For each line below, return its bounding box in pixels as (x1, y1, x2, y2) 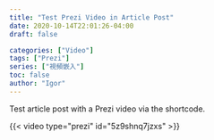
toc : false (9, 70, 50, 80)
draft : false (9, 29, 58, 38)
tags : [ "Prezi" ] (9, 54, 70, 63)
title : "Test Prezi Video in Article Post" (9, 12, 175, 22)
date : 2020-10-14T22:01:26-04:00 (9, 21, 134, 30)
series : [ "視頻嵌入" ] (9, 62, 85, 71)
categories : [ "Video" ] (9, 45, 94, 54)
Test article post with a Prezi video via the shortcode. (9, 103, 206, 114)
